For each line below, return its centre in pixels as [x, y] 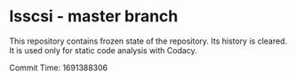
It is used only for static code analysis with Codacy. [103, 50]
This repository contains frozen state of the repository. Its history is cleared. [148, 41]
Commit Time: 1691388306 [59, 68]
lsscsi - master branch [94, 16]
